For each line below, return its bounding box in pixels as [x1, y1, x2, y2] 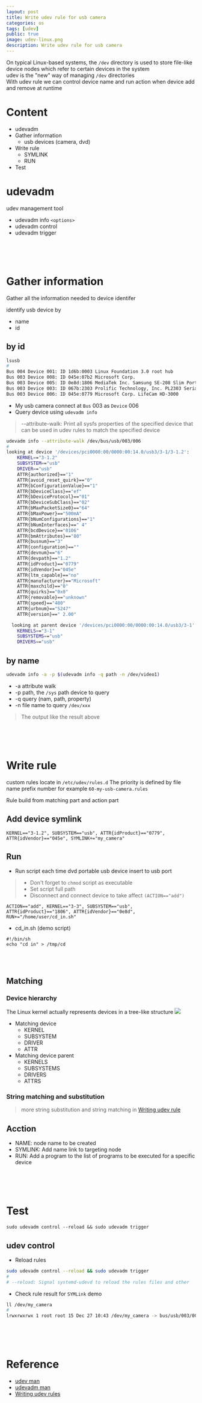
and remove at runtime [6, 84, 63, 91]
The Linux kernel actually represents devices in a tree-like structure [6, 1009, 174, 1016]
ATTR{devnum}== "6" [17, 550, 63, 556]
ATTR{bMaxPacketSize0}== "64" [17, 505, 90, 511]
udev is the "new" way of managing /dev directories [6, 72, 135, 79]
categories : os [6, 20, 44, 26]
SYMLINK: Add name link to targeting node [14, 1146, 121, 1153]
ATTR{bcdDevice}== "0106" [17, 527, 79, 533]
